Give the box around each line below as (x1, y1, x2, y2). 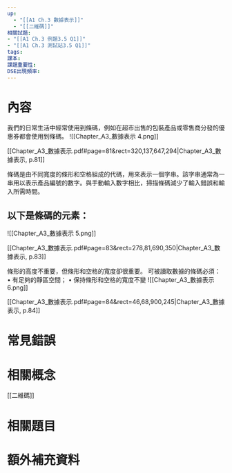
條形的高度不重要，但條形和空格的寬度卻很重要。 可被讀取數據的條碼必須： (7, 267, 221, 276)
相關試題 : (7, 29, 31, 37)
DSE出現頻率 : (7, 68, 41, 74)
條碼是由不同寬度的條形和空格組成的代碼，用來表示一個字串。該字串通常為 (7, 170, 219, 179)
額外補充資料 (7, 452, 81, 467)
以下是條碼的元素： (7, 210, 89, 221)
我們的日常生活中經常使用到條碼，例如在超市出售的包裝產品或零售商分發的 (7, 123, 219, 132)
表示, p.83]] (12, 252, 46, 261)
